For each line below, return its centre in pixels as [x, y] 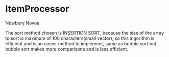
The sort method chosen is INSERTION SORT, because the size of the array [85, 33]
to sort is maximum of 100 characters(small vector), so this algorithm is [80, 38]
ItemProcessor [37, 9]
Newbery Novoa [22, 23]
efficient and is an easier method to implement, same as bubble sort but [81, 43]
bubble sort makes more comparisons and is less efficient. [67, 49]
